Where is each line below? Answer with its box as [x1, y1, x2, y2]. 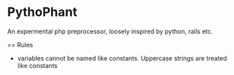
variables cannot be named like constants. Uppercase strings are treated [17, 53, 227, 62]
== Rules [7, 40, 34, 49]
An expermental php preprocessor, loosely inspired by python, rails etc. [7, 27, 213, 35]
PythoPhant [7, 4, 78, 20]
